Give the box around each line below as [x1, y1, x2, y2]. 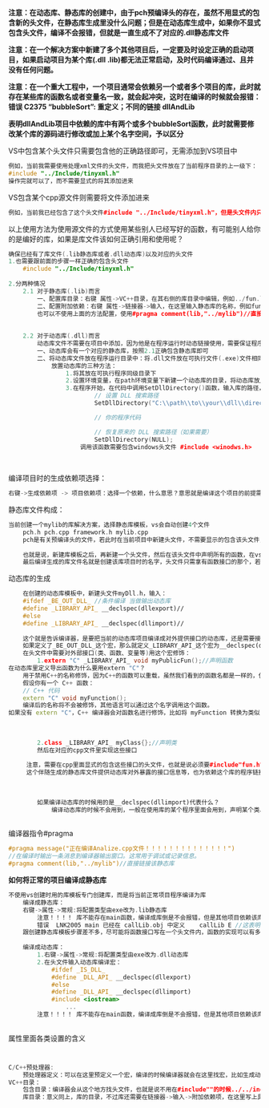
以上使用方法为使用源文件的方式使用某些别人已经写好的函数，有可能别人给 [8, 224, 254, 233]
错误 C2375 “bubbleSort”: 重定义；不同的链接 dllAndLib [8, 102, 195, 111]
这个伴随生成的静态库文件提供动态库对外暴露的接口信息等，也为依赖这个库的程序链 [26, 769, 259, 777]
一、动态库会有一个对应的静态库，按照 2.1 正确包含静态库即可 [37, 346, 209, 355]
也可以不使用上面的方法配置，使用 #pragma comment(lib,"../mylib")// [37, 309, 251, 317]
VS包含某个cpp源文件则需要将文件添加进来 [8, 192, 150, 202]
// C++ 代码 [22, 686, 60, 694]
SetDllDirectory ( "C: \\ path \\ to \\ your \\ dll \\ [94, 399, 246, 407]
